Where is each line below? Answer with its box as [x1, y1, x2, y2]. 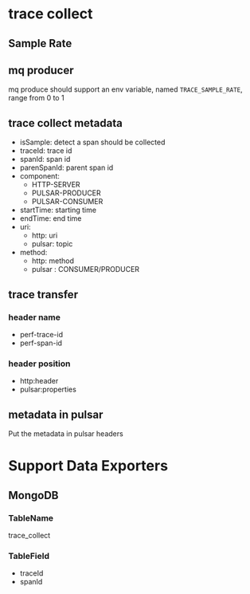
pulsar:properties [19, 384, 77, 395]
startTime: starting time [19, 205, 97, 215]
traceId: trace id [19, 146, 72, 155]
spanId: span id [19, 155, 71, 164]
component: [19, 171, 60, 181]
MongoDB [8, 488, 59, 502]
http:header [19, 376, 59, 386]
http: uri [31, 230, 58, 240]
